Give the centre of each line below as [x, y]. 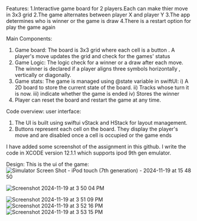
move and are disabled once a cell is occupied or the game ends [93, 135]
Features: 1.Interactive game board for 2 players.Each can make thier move [97, 9]
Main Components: [29, 38]
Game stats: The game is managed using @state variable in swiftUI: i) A [101, 81]
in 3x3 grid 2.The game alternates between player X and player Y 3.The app [98, 15]
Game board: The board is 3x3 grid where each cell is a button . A [95, 50]
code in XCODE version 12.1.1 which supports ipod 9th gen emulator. [89, 153]
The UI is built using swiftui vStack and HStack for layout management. [101, 123]
